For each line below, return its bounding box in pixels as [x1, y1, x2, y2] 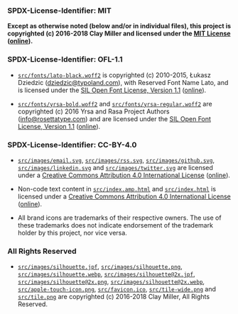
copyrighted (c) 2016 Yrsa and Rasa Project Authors [17, 107, 170, 116]
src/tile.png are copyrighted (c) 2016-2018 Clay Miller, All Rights [17, 293, 210, 301]
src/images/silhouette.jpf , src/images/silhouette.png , [17, 262, 183, 271]
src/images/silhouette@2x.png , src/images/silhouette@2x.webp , [17, 277, 205, 286]
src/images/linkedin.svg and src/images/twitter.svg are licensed [17, 163, 213, 172]
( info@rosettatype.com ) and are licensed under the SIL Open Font [17, 114, 212, 123]
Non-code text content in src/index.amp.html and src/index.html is [17, 184, 217, 193]
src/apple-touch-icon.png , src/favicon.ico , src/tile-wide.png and [17, 285, 217, 293]
